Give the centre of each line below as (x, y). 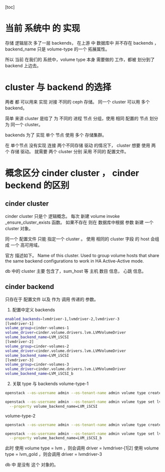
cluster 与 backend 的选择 (58, 87)
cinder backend (29, 287)
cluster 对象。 (19, 228)
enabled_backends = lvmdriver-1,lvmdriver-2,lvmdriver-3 (62, 319)
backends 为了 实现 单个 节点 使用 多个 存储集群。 (56, 135)
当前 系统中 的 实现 (42, 28)
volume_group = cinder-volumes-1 (37, 328)
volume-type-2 (20, 416)
